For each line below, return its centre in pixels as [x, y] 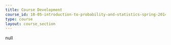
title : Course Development [34, 10]
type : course [19, 19]
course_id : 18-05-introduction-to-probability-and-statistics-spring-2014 [86, 14]
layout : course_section [31, 24]
